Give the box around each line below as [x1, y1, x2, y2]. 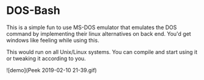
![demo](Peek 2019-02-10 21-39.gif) [6, 66, 97, 73]
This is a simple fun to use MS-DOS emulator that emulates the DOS [6, 24, 177, 31]
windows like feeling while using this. [6, 36, 99, 44]
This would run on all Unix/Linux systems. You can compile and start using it [6, 48, 198, 55]
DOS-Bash [6, 4, 61, 18]
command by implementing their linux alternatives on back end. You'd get [6, 30, 191, 37]
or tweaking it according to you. [6, 55, 86, 62]
